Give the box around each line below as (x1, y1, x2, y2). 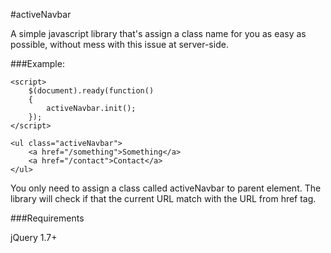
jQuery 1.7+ (10, 232, 58, 243)
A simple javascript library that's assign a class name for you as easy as (10, 28, 307, 39)
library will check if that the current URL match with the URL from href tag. (10, 193, 317, 204)
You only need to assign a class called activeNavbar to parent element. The (10, 182, 322, 194)
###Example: (10, 58, 65, 69)
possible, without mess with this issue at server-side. (10, 39, 229, 50)
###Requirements (10, 212, 85, 224)
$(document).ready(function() (28, 86, 155, 96)
